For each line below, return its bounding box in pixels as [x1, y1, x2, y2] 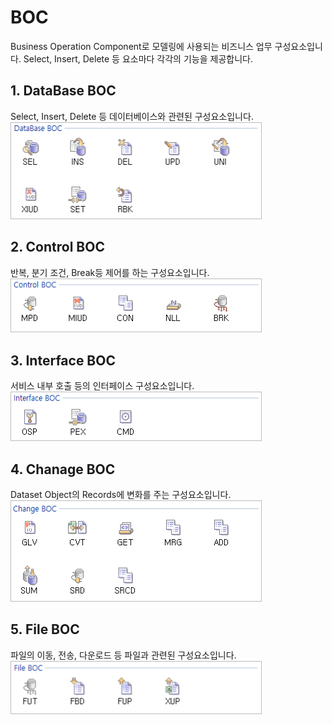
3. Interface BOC [10, 352, 116, 369]
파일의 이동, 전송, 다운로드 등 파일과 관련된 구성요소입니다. [10, 649, 237, 661]
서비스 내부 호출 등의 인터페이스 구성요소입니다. [10, 380, 195, 392]
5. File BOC [10, 621, 80, 638]
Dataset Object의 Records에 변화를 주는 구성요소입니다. [10, 488, 232, 500]
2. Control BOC [10, 239, 105, 256]
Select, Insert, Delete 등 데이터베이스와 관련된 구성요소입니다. [10, 110, 254, 122]
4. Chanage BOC [10, 461, 116, 478]
